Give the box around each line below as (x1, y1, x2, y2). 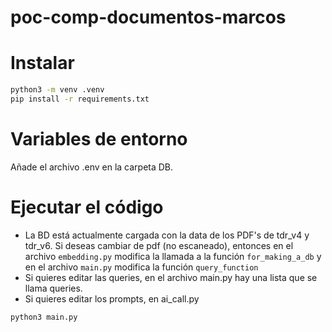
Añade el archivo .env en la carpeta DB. (10, 161, 174, 173)
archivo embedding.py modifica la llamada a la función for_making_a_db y (24, 250, 322, 262)
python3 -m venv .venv (10, 85, 105, 95)
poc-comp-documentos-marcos (10, 6, 287, 29)
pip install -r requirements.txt (10, 94, 150, 104)
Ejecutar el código (10, 196, 164, 218)
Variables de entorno (10, 128, 188, 151)
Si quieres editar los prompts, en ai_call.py (24, 292, 200, 305)
